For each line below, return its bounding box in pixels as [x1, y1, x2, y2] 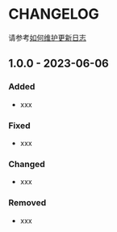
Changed [8, 158, 46, 170]
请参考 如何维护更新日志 [8, 32, 86, 42]
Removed [8, 197, 47, 208]
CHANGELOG [8, 5, 99, 24]
